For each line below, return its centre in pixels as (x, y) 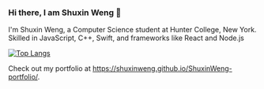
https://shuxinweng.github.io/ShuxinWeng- (162, 69)
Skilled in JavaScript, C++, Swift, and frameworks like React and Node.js (126, 38)
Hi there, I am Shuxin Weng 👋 (65, 13)
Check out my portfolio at (49, 69)
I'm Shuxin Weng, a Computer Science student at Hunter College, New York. (132, 30)
